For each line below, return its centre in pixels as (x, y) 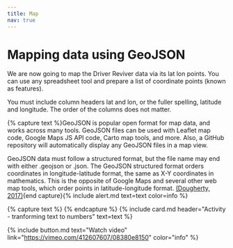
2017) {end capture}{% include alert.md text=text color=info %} (98, 196)
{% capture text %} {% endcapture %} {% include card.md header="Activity (116, 209)
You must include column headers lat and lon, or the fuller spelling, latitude (114, 102)
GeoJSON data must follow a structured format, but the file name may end (114, 159)
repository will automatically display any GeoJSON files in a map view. (108, 145)
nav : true (22, 20)
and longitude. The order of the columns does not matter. (89, 109)
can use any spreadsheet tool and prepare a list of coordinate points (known (116, 82)
